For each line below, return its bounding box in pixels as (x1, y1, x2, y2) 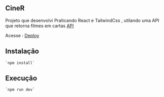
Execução (5, 74, 37, 82)
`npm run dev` (5, 87, 35, 92)
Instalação (5, 47, 39, 56)
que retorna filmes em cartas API (5, 23, 74, 29)
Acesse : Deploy (5, 32, 39, 38)
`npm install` (5, 60, 35, 65)
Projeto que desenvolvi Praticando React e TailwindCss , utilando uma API (5, 17, 159, 23)
